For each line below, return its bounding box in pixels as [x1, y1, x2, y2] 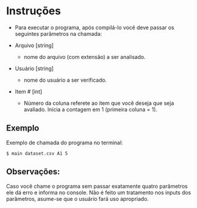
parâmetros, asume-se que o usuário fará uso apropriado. [6, 195, 149, 202]
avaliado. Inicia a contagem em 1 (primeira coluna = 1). [23, 105, 158, 113]
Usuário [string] [14, 64, 54, 72]
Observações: [6, 167, 60, 177]
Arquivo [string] [14, 42, 54, 49]
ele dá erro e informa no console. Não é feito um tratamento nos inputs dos [6, 189, 191, 196]
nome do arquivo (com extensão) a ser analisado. [23, 53, 146, 60]
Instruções [6, 4, 61, 18]
